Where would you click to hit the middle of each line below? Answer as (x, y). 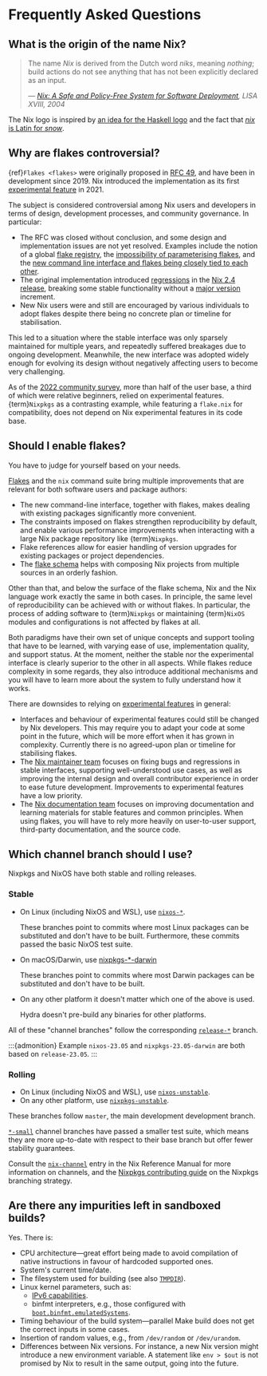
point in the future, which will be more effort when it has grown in (127, 736)
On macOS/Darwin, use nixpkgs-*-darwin (88, 959)
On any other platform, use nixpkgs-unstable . (94, 1101)
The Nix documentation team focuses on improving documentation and (137, 804)
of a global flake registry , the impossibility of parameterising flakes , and (137, 254)
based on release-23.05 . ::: (53, 1054)
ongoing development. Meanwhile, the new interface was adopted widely (129, 354)
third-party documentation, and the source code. (100, 829)
